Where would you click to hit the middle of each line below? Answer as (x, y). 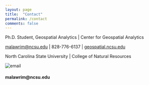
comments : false (22, 23)
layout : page (18, 10)
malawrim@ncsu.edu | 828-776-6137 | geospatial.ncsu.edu (65, 47)
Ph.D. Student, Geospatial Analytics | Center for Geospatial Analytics (74, 37)
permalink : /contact (26, 19)
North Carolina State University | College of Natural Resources (68, 57)
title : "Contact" (24, 14)
